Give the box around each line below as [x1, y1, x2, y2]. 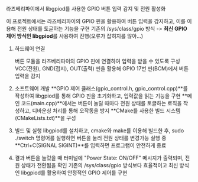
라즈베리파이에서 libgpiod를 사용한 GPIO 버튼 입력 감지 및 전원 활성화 [6, 5, 166, 12]
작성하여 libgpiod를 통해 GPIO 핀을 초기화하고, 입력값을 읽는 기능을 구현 [14, 92, 181, 99]
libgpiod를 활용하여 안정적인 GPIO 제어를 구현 [21, 169, 128, 176]
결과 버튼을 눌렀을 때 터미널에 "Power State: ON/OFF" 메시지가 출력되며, [14, 154, 184, 161]
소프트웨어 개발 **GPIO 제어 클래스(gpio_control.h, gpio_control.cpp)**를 [14, 85, 188, 92]
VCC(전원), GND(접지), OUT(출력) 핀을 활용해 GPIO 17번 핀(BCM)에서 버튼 [14, 65, 189, 72]
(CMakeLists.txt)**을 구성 [14, 115, 76, 121]
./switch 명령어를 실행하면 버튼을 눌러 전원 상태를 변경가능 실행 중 [14, 135, 167, 141]
